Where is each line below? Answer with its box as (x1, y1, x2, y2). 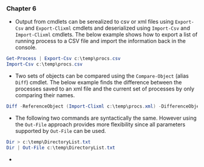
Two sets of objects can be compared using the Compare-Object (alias (15, 72, 189, 80)
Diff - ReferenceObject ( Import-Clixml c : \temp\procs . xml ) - (6, 103, 162, 110)
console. (15, 44, 37, 51)
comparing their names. (15, 92, 75, 99)
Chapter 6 (6, 4, 36, 13)
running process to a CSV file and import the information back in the (15, 38, 186, 45)
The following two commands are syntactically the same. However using (15, 114, 197, 121)
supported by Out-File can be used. (15, 127, 106, 134)
